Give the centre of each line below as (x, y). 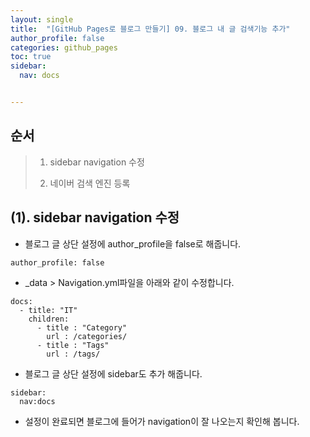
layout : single (42, 19)
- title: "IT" (48, 310)
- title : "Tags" (73, 345)
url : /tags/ (73, 354)
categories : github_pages (64, 47)
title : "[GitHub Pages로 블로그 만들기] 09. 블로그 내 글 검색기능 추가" (150, 29)
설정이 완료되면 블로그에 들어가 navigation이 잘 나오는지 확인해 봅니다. (162, 421)
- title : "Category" (82, 327)
